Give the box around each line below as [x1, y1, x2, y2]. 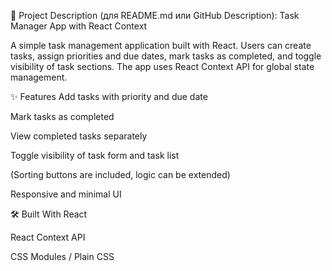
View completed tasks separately [10, 130, 148, 142]
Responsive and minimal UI [10, 188, 122, 200]
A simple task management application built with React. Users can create [10, 40, 312, 51]
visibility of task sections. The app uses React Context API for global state [10, 61, 315, 72]
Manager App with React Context [10, 20, 148, 32]
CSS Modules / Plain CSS [10, 251, 115, 262]
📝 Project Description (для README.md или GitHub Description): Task [10, 10, 300, 21]
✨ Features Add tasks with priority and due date [10, 91, 208, 102]
